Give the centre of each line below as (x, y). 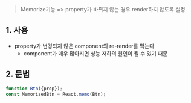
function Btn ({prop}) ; (34, 89)
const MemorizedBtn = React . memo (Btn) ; (56, 94)
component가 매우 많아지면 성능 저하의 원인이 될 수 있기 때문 (95, 53)
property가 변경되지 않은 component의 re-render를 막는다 (84, 46)
